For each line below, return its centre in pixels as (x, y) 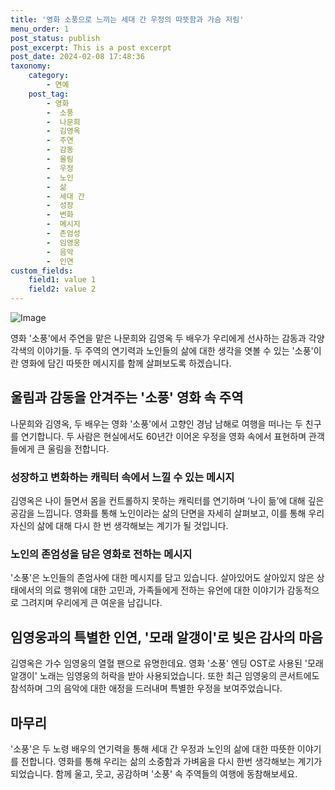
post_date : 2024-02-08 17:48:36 (77, 57)
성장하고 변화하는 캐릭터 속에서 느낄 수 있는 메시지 (122, 477)
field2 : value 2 (62, 289)
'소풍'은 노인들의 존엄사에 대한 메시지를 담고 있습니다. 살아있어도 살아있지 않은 (162, 578)
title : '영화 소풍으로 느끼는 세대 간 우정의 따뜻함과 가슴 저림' (127, 19)
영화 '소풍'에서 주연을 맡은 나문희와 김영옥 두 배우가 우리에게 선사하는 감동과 (158, 338)
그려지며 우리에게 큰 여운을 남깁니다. (91, 603)
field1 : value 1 (62, 280)
